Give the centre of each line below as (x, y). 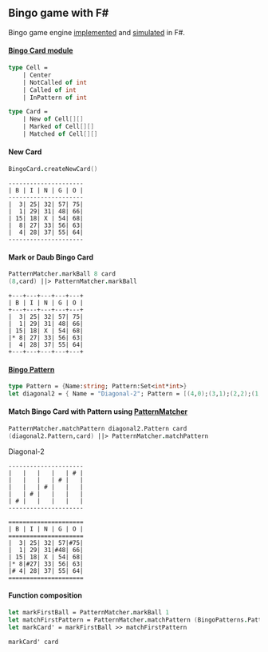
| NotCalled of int (55, 82)
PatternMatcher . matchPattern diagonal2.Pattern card (98, 429)
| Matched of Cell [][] (60, 134)
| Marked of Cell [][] (58, 127)
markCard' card (33, 642)
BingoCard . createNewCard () (53, 169)
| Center (37, 75)
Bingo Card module (41, 50)
